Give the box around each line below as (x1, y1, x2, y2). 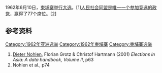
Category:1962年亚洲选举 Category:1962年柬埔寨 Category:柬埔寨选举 (5, 41, 152, 47)
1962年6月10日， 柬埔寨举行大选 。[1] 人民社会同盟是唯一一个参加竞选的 (5, 5, 152, 10)
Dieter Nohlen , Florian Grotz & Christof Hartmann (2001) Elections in (12, 51, 155, 57)
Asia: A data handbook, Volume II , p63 (12, 56, 94, 62)
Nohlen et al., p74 (12, 62, 50, 68)
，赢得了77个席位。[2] (10, 11, 57, 17)
